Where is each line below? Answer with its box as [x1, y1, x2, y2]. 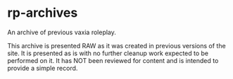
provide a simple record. [7, 64, 78, 72]
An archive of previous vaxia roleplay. [7, 28, 116, 36]
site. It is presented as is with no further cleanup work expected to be [7, 49, 209, 57]
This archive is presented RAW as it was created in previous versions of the [7, 41, 227, 50]
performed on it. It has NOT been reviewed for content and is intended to [7, 56, 219, 64]
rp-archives [7, 5, 78, 21]
